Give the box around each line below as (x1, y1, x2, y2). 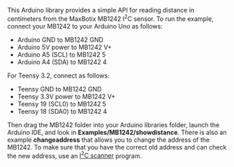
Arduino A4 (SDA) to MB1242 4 (17, 57, 107, 66)
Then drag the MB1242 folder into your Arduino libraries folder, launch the (7, 120, 220, 129)
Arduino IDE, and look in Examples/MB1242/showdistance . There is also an (7, 128, 227, 136)
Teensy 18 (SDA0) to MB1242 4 (17, 107, 108, 115)
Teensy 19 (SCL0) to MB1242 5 (17, 99, 107, 108)
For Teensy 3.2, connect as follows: (7, 71, 110, 80)
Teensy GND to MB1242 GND (17, 85, 102, 93)
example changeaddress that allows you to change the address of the (7, 136, 210, 144)
